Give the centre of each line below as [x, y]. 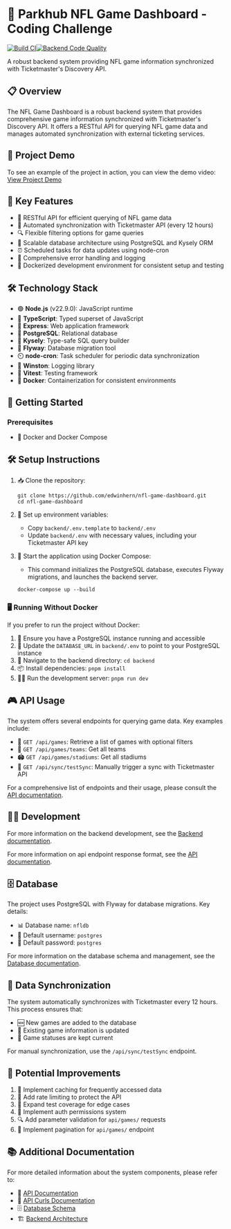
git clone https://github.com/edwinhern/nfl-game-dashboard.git [112, 495]
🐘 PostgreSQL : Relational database [67, 333]
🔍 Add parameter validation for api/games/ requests [91, 1120]
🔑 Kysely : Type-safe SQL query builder [73, 341]
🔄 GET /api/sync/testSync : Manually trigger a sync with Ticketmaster [115, 766]
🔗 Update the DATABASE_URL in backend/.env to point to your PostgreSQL [118, 645]
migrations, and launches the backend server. [93, 577]
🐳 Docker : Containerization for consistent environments [96, 381]
